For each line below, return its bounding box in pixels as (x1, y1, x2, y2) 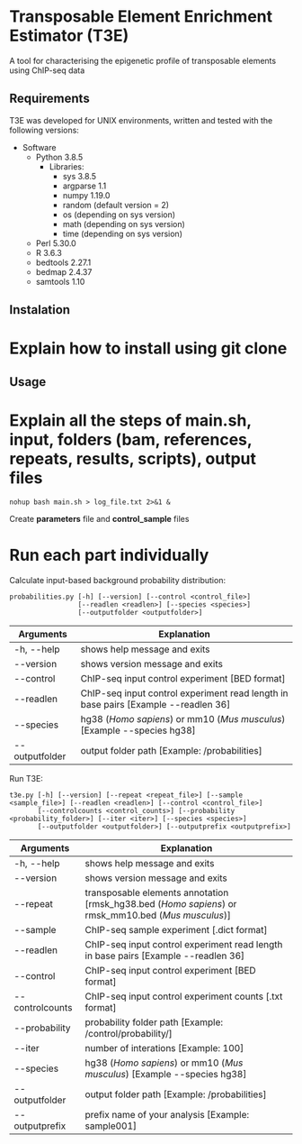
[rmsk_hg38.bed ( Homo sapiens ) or (84, 897, 237, 910)
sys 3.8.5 (62, 170, 97, 181)
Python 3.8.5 (35, 151, 84, 162)
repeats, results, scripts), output (9, 448, 256, 469)
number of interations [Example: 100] (84, 1041, 244, 1054)
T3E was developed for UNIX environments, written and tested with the (9, 114, 273, 125)
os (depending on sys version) (62, 209, 176, 220)
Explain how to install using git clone (9, 338, 288, 359)
